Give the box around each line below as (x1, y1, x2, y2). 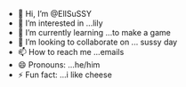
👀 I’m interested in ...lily (17, 18, 104, 28)
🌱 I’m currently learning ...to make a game (17, 28, 171, 37)
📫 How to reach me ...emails (17, 47, 125, 57)
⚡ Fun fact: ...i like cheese (17, 69, 113, 80)
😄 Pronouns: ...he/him (17, 59, 101, 70)
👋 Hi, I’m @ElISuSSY (17, 9, 92, 19)
